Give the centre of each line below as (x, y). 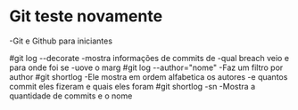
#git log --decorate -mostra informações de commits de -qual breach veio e (149, 58)
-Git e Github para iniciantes (61, 41)
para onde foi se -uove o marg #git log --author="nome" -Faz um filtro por (146, 67)
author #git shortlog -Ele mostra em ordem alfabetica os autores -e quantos (149, 76)
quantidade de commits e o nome (71, 96)
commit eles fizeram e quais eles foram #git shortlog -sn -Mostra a (132, 86)
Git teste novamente (86, 16)
